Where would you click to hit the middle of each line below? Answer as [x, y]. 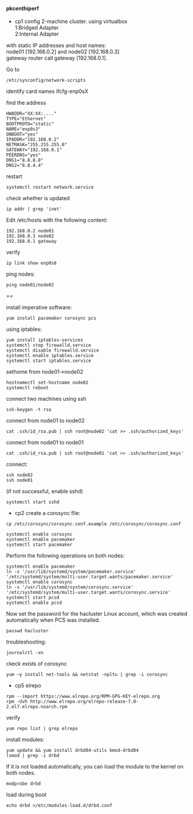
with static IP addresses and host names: [56, 46]
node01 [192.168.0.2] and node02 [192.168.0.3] [63, 52]
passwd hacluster [28, 631]
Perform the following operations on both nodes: [65, 556]
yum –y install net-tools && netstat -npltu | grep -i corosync [87, 675]
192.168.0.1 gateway [32, 242]
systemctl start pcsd [33, 598]
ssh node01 [20, 480]
